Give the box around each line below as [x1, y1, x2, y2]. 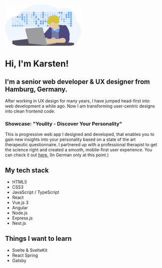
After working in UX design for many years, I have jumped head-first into [5, 98, 150, 104]
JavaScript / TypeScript [12, 189, 59, 195]
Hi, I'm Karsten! [5, 58, 69, 69]
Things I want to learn [5, 234, 72, 243]
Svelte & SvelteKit [12, 247, 48, 253]
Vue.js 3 [12, 200, 29, 205]
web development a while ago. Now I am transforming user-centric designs [5, 103, 155, 109]
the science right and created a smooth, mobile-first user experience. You [5, 147, 152, 153]
